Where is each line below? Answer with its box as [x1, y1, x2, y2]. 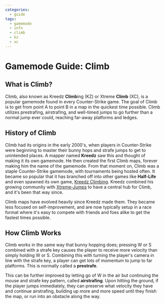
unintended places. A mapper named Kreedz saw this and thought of [5, 152, 146, 158]
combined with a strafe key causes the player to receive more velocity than [5, 247, 158, 253]
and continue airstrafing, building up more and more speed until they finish [5, 288, 157, 294]
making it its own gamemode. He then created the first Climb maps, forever [5, 158, 158, 164]
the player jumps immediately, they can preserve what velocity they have [5, 283, 153, 289]
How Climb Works [5, 228, 62, 237]
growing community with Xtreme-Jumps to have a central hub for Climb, [5, 184, 152, 190]
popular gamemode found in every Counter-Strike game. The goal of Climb [5, 98, 158, 104]
